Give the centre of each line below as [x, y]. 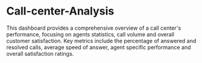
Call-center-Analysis [60, 11]
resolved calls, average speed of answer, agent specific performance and [99, 47]
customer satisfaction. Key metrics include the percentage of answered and [101, 41]
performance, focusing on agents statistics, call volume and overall [90, 34]
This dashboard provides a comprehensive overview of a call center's [94, 28]
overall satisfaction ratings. [40, 53]
